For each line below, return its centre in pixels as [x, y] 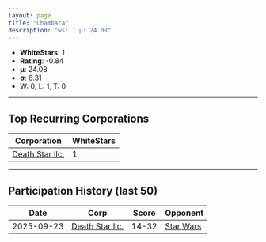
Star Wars [183, 226]
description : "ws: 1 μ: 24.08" [60, 30]
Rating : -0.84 [42, 61]
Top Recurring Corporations [79, 118]
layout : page [30, 15]
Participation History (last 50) [83, 191]
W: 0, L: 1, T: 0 [43, 86]
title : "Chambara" [38, 23]
